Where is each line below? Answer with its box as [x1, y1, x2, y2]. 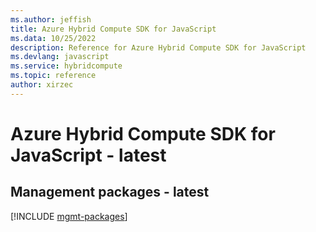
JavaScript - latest [10, 144, 167, 166]
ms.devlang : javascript [10, 52, 110, 62]
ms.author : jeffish [10, 14, 92, 25]
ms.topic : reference [10, 71, 97, 81]
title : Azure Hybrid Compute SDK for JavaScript [10, 24, 217, 34]
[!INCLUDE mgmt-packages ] [10, 210, 128, 222]
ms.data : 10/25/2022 [10, 33, 97, 43]
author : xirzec [10, 80, 74, 90]
